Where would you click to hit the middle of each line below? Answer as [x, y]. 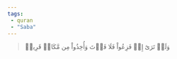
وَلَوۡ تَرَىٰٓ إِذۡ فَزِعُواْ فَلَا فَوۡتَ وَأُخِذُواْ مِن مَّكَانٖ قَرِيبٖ [97, 47]
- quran [22, 20]
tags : [15, 14]
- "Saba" [23, 27]
